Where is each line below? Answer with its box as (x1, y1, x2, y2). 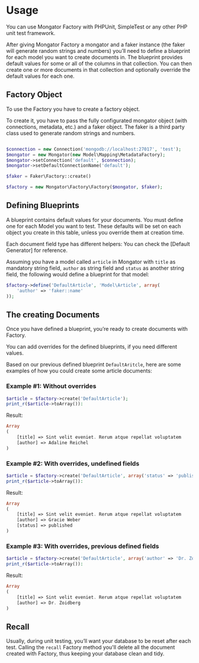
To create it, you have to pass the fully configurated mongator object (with (6, 117, 188, 124)
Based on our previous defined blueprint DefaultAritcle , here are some (6, 361, 182, 368)
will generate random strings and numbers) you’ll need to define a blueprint (6, 47, 191, 54)
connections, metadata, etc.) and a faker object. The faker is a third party (6, 123, 185, 130)
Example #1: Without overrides (6, 382, 97, 390)
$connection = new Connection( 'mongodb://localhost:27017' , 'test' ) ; (6, 146, 182, 152)
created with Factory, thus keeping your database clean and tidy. (6, 650, 165, 657)
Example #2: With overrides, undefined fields (6, 459, 140, 467)
